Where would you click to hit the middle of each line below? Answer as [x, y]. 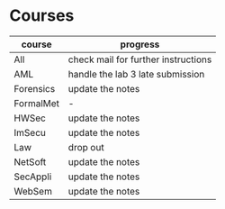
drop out [86, 147]
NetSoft [30, 161]
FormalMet [37, 103]
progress [140, 44]
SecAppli [33, 177]
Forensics [35, 88]
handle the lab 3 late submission [136, 74]
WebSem [33, 191]
